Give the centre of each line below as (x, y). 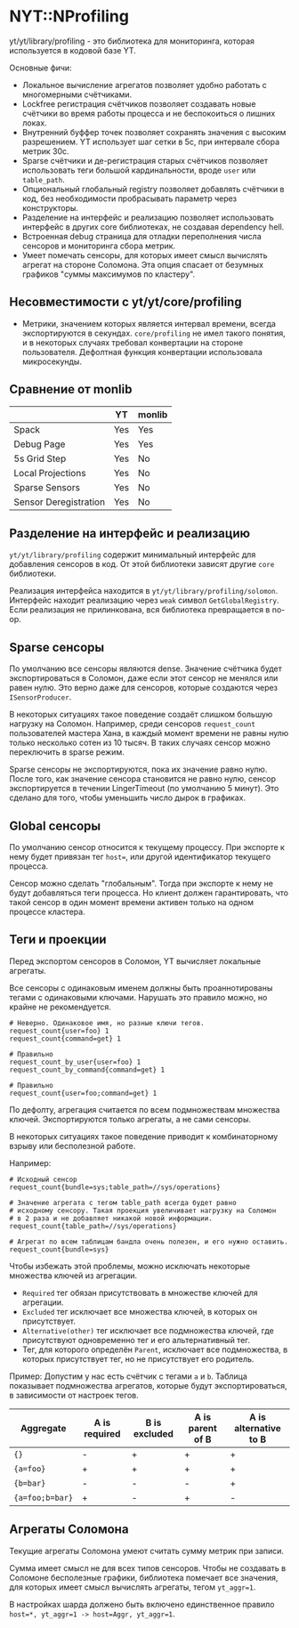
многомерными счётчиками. (77, 94)
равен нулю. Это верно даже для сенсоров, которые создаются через (144, 688)
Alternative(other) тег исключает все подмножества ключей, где (148, 1330)
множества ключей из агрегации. (73, 1276)
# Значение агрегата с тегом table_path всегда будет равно (123, 1203)
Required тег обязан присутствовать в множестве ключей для (140, 1292)
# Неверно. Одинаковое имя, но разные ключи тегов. (107, 1023)
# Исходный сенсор (43, 1179)
